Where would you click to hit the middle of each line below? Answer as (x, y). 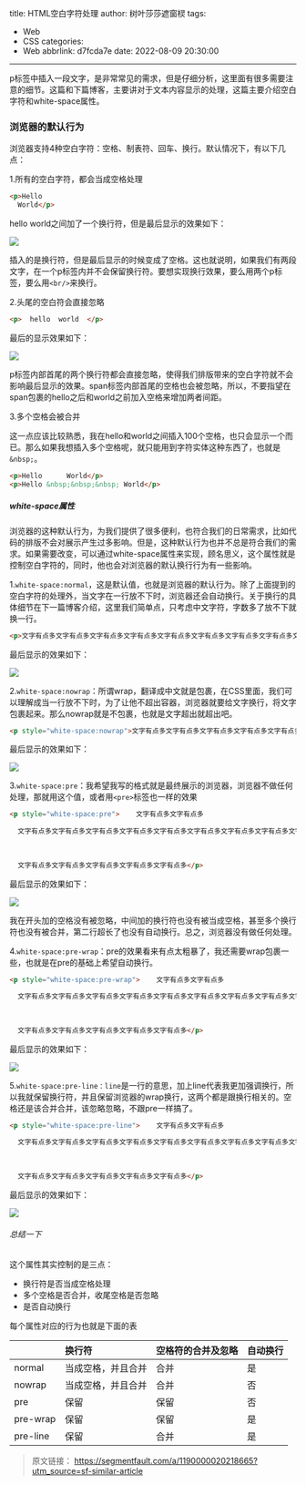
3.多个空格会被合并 (45, 416)
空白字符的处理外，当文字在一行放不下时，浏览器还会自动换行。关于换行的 (149, 596)
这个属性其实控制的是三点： (61, 1264)
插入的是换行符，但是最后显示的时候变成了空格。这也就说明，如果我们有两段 (153, 260)
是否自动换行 (46, 1306)
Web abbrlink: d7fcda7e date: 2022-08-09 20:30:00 (121, 51)
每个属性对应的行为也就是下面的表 (73, 1326)
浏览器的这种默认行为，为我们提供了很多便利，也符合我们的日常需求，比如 (149, 530)
